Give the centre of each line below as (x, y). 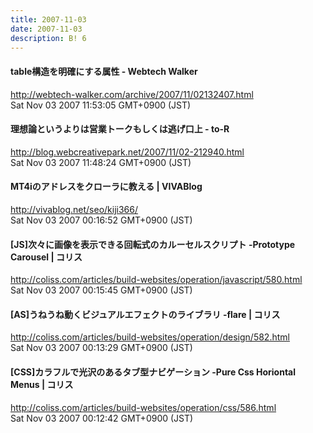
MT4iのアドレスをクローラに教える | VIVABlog (106, 187)
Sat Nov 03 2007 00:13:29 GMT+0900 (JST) (101, 348)
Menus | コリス (42, 384)
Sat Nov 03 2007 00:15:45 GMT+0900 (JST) (101, 290)
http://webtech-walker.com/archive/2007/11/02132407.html (132, 94)
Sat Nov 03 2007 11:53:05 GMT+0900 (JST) (101, 105)
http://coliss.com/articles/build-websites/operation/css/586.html (143, 407)
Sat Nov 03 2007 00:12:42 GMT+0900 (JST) (102, 418)
